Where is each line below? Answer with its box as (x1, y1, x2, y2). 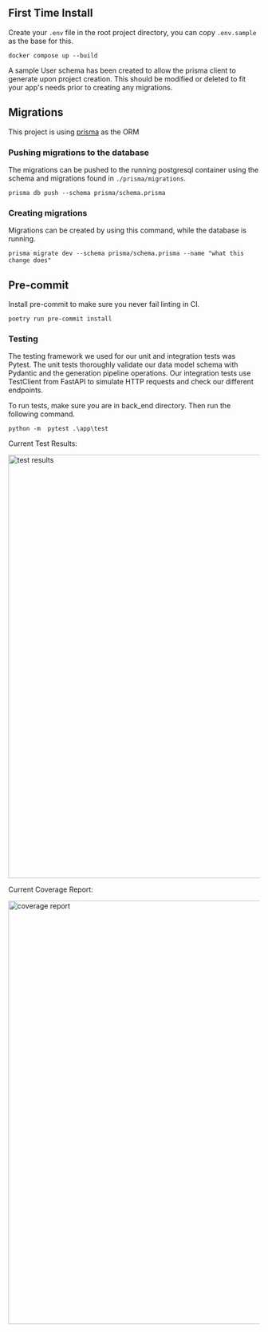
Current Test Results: (8, 439, 78, 448)
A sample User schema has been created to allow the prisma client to (8, 66, 237, 75)
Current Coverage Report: (8, 885, 93, 894)
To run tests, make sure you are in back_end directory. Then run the (8, 401, 231, 411)
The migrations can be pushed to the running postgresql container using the (8, 165, 259, 174)
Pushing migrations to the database (8, 147, 150, 158)
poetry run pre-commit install (8, 315, 112, 323)
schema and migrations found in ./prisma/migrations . (8, 173, 186, 183)
